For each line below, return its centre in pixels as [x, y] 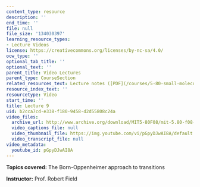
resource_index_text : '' [37, 89]
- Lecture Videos [28, 45]
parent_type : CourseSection [41, 78]
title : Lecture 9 [28, 106]
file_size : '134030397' [36, 34]
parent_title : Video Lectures [44, 73]
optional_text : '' [29, 67]
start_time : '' [25, 100]
